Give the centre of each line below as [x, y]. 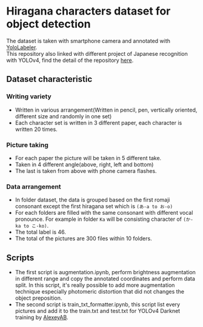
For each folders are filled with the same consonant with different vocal [104, 213]
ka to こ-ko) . [32, 226]
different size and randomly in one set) [63, 116]
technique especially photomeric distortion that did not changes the [100, 292]
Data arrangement [34, 186]
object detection [48, 24]
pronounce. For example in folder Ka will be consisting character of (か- [104, 219]
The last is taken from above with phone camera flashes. [86, 170]
